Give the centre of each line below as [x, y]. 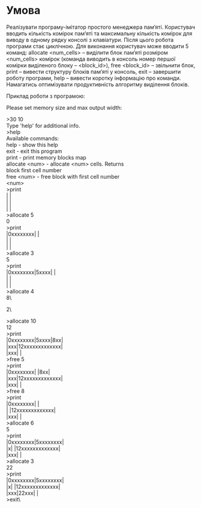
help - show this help [32, 145]
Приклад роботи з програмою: [46, 96]
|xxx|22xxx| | [22, 493]
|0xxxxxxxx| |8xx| [28, 372]
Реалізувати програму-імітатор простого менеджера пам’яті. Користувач [101, 27]
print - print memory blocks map [46, 157]
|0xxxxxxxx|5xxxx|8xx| [35, 340]
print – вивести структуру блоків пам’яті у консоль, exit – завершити [94, 71]
